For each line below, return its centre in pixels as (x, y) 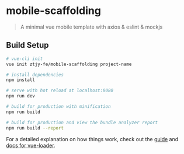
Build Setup (27, 45)
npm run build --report (35, 128)
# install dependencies (35, 75)
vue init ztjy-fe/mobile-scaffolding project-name (69, 64)
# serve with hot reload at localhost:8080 (60, 91)
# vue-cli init (25, 59)
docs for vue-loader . (31, 145)
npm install (20, 80)
